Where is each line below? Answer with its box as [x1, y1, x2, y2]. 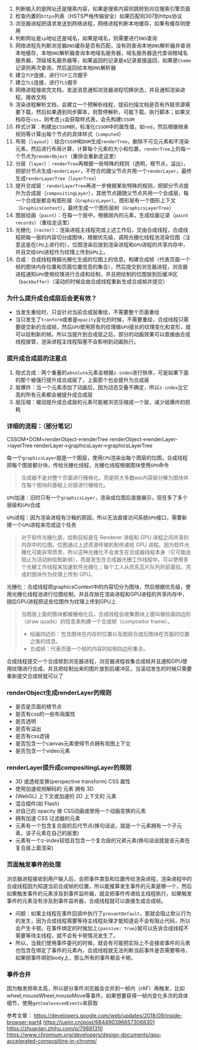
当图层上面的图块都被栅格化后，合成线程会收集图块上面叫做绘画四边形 [21, 610, 192, 618]
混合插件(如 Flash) [15, 800, 60, 807]
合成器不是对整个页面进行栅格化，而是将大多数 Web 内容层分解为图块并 [21, 474, 189, 481]
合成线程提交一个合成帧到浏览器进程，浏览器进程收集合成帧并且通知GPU [6, 657, 183, 665]
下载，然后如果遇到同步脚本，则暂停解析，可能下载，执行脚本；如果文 [20, 109, 190, 115]
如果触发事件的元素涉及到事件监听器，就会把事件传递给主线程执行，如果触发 [6, 890, 192, 897]
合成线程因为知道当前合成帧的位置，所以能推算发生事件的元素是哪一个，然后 [6, 882, 192, 890]
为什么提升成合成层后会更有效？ [6, 294, 98, 302]
